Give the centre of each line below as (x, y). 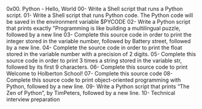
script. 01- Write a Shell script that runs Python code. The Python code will (100, 15)
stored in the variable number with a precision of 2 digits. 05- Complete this (101, 54)
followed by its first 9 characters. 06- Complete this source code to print (97, 67)
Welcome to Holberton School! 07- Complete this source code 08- (90, 73)
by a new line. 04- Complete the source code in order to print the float (94, 47)
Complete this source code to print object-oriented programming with (94, 80)
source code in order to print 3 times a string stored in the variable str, (94, 61)
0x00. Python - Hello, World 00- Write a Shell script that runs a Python (95, 9)
